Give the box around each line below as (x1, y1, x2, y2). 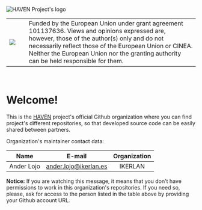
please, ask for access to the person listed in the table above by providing (6, 190, 189, 197)
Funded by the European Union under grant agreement (29, 19, 183, 27)
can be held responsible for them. (29, 57, 124, 65)
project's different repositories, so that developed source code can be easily (6, 119, 195, 126)
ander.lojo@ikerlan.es (46, 162, 108, 170)
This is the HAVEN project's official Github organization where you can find (6, 113, 192, 120)
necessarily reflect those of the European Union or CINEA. (29, 42, 193, 50)
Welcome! (6, 93, 58, 107)
